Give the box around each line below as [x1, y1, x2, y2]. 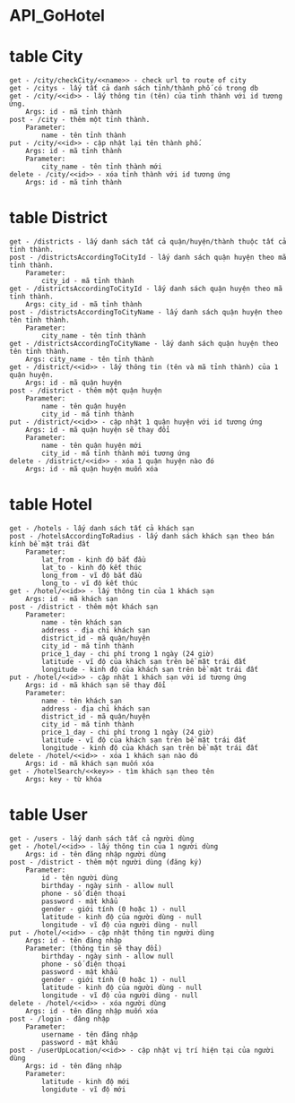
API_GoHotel [9, 5, 106, 26]
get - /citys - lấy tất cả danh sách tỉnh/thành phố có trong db [9, 84, 258, 93]
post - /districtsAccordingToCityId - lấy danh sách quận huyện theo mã [9, 253, 287, 263]
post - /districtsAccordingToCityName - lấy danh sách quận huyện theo [9, 308, 282, 317]
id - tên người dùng [41, 873, 118, 883]
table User [9, 805, 88, 825]
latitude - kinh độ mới [41, 1077, 130, 1086]
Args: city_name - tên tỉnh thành [25, 355, 154, 364]
